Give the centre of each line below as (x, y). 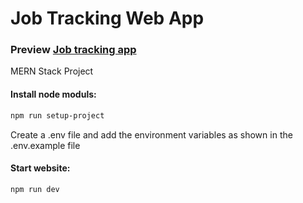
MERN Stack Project (52, 71)
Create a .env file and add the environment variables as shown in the (151, 134)
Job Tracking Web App (107, 18)
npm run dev (35, 189)
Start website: (40, 168)
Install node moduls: (53, 94)
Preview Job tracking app (73, 50)
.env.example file (45, 145)
